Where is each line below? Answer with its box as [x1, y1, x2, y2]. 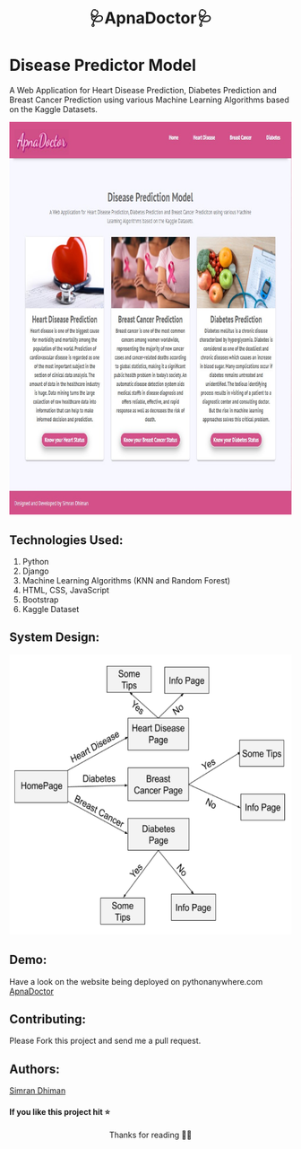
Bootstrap [21, 594, 59, 605]
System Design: [9, 630, 100, 645]
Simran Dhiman [9, 1085, 66, 1096]
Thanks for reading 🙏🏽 [108, 1129, 193, 1141]
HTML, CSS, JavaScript [21, 584, 110, 595]
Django [21, 566, 49, 576]
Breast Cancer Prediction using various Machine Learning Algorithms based [9, 94, 289, 105]
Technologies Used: [9, 532, 124, 548]
